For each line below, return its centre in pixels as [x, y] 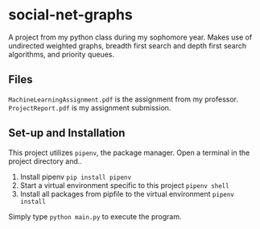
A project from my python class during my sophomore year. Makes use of [130, 37]
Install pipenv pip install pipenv [75, 177]
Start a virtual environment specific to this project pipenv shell [124, 185]
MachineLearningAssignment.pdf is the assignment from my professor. [124, 99]
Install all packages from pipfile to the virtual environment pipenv [127, 194]
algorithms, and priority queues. [62, 54]
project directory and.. [45, 161]
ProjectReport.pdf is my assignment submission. [90, 107]
